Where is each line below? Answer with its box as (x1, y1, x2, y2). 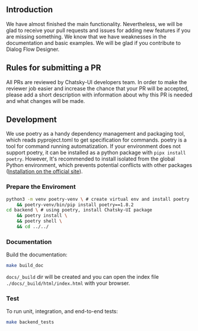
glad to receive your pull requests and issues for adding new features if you (6, 27, 191, 34)
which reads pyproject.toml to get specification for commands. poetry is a (6, 136, 187, 144)
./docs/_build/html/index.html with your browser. (6, 279, 130, 287)
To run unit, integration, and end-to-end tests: (6, 308, 119, 315)
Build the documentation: (6, 251, 68, 258)
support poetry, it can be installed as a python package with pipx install (6, 149, 186, 156)
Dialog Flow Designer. (6, 46, 60, 53)
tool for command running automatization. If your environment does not (6, 143, 181, 150)
